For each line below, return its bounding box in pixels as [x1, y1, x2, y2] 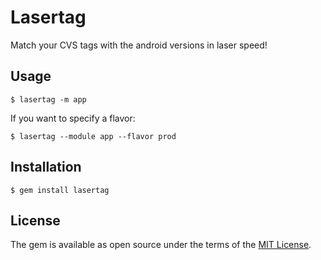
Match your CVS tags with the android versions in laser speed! [10, 39, 268, 51]
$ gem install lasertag [10, 185, 110, 195]
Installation [10, 159, 82, 176]
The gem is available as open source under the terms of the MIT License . [10, 239, 312, 251]
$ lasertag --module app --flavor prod [10, 131, 177, 141]
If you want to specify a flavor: [10, 112, 136, 124]
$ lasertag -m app [10, 94, 87, 105]
